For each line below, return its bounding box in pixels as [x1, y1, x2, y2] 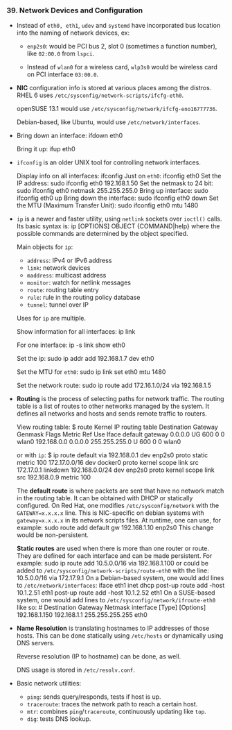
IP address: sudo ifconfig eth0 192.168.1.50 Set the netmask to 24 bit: [16, 179, 213, 187]
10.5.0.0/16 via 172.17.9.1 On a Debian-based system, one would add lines [16, 574, 224, 582]
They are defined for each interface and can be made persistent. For [16, 552, 213, 560]
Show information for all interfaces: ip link [16, 328, 136, 336]
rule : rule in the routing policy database [26, 294, 141, 302]
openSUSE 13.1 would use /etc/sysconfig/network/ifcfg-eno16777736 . [16, 105, 217, 113]
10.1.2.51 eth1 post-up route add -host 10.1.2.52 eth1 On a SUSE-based [16, 588, 215, 597]
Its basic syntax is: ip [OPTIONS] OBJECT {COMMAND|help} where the [16, 222, 220, 230]
